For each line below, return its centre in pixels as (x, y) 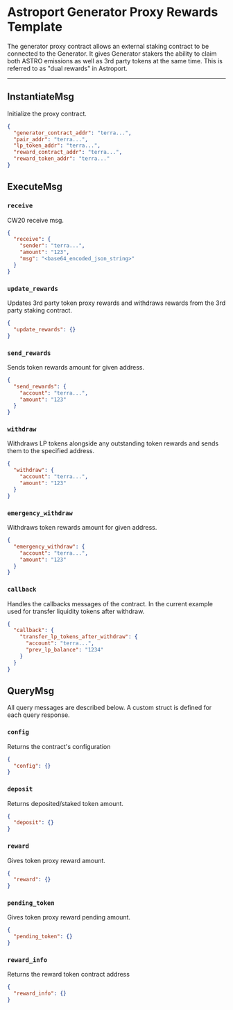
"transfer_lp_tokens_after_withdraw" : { (79, 637)
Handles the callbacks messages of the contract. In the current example (110, 603)
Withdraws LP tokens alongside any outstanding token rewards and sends (113, 443)
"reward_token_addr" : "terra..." (62, 159)
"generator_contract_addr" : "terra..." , (72, 133)
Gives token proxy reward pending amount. (69, 917)
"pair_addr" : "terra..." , (51, 139)
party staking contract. (40, 310)
